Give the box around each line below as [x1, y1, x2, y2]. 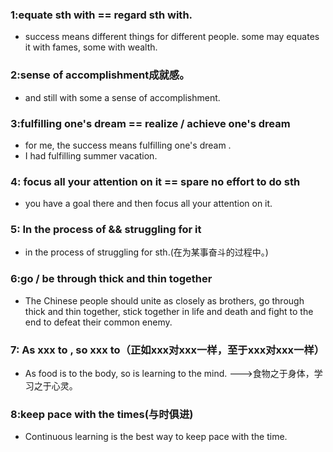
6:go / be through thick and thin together [10, 272, 213, 286]
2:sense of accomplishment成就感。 [10, 68, 190, 82]
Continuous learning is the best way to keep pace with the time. [24, 431, 288, 443]
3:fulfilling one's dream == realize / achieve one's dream [10, 116, 291, 130]
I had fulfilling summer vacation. [24, 149, 158, 162]
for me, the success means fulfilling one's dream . [24, 139, 232, 151]
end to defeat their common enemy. [24, 316, 173, 328]
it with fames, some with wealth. [24, 41, 158, 53]
